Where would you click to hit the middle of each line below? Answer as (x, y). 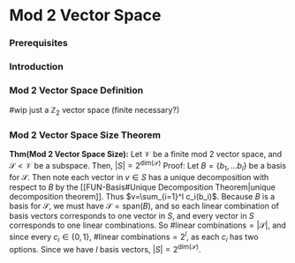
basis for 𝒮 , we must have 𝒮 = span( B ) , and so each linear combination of (144, 206)
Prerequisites (38, 43)
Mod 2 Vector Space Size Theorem (85, 135)
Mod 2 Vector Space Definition (76, 90)
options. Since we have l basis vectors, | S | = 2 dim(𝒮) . (105, 248)
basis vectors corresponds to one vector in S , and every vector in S (132, 215)
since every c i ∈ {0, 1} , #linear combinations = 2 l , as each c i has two (134, 237)
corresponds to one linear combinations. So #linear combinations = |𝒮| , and (148, 225)
